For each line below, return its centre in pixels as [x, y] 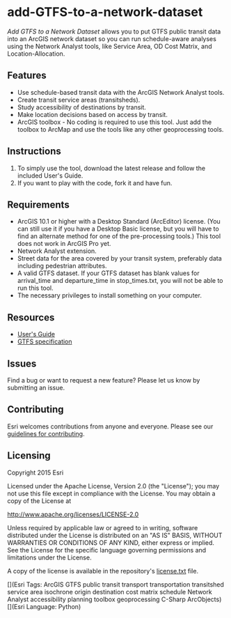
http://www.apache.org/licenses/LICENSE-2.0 [73, 514]
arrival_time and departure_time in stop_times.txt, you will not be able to [120, 281]
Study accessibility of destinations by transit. [81, 107]
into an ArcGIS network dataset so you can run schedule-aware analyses [112, 38]
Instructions [34, 152]
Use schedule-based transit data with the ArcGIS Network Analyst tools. [121, 92]
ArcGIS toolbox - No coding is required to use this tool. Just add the [114, 122]
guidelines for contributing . [46, 433]
